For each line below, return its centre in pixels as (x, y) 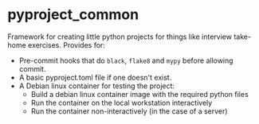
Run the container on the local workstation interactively (122, 103)
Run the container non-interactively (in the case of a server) (129, 111)
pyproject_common (73, 15)
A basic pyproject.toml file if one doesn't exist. (95, 77)
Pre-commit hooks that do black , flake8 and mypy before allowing (126, 60)
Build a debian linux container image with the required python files (139, 94)
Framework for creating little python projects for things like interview (120, 37)
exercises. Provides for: (67, 45)
